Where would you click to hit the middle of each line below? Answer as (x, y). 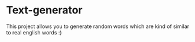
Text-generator (44, 10)
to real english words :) (34, 32)
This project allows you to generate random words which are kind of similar (98, 26)
